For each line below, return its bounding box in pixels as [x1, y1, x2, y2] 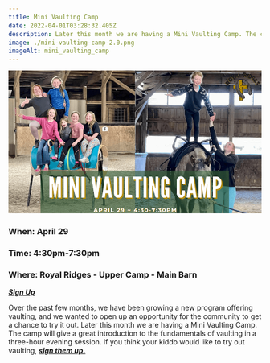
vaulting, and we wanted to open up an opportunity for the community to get [8, 311, 262, 321]
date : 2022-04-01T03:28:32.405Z [8, 21, 117, 30]
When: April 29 [8, 225, 69, 237]
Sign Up [8, 287, 35, 297]
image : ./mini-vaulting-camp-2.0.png [8, 39, 135, 47]
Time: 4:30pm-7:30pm [8, 247, 100, 258]
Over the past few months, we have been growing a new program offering [8, 303, 253, 313]
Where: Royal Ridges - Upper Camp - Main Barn [8, 269, 198, 280]
